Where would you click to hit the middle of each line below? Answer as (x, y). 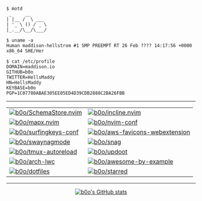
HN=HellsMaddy (24, 83)
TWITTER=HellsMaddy (31, 77)
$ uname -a (20, 40)
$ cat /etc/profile (31, 62)
